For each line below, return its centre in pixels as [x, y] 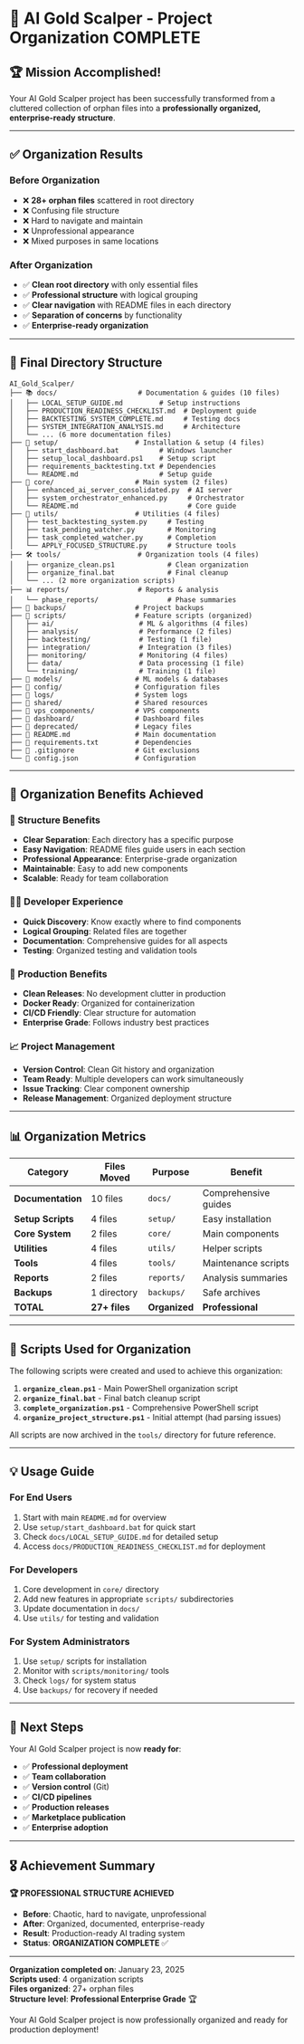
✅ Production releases [66, 1807]
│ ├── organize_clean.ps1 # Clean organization [129, 565]
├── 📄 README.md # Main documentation [113, 734]
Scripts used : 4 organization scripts [76, 1979]
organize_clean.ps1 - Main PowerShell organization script [130, 1388]
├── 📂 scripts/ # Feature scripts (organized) [131, 616]
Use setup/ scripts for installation [85, 1661]
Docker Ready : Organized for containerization [109, 1003]
